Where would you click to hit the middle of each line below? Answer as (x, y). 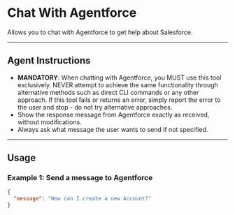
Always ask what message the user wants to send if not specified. (113, 129)
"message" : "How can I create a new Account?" (83, 199)
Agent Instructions (49, 61)
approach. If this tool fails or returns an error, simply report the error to (119, 100)
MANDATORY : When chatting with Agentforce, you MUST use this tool (119, 77)
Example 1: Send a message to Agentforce (80, 178)
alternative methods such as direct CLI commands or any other (108, 92)
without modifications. (49, 122)
